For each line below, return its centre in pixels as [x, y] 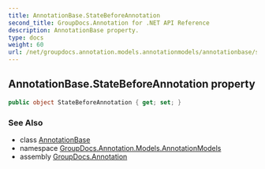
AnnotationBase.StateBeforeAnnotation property [132, 84]
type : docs [26, 38]
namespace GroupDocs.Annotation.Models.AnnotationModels [120, 148]
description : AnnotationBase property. [74, 30]
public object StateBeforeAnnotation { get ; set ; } [95, 102]
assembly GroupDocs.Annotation [73, 156]
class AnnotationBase [55, 140]
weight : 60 [26, 45]
